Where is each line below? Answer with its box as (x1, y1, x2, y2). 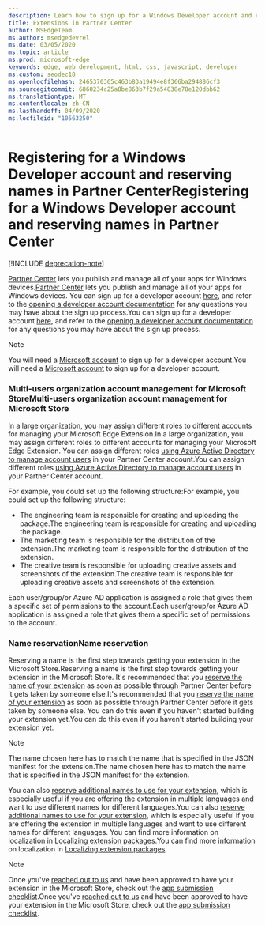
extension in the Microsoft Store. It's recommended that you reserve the (8, 673, 243, 682)
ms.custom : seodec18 (8, 70, 77, 78)
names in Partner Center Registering (8, 183, 250, 200)
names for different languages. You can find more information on (8, 828, 219, 837)
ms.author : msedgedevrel (8, 33, 90, 42)
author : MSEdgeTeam (8, 26, 73, 34)
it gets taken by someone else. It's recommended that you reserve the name (8, 689, 254, 699)
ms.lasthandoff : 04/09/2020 (8, 108, 101, 115)
